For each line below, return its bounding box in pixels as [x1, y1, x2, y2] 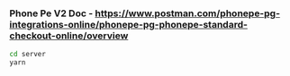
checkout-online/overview [9, 30, 129, 42]
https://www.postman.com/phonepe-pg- [94, 7, 281, 20]
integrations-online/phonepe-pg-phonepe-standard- [9, 18, 248, 30]
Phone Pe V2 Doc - [9, 7, 94, 20]
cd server [9, 50, 47, 59]
